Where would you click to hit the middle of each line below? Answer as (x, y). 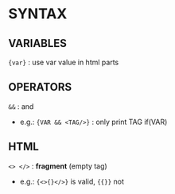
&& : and (21, 106)
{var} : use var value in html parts (64, 62)
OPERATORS (40, 87)
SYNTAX (38, 14)
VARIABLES (38, 43)
